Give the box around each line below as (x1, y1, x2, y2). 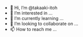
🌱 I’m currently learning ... (10, 15, 64, 21)
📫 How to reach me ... (10, 26, 57, 32)
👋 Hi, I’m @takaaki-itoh (10, 5, 58, 10)
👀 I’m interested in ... (10, 10, 53, 16)
